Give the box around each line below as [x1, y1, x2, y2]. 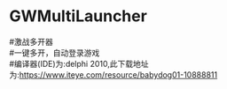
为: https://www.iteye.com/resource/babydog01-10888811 [9, 69, 218, 80]
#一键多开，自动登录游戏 [9, 47, 100, 58]
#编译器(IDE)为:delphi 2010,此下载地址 [9, 58, 149, 69]
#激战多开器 [9, 36, 53, 47]
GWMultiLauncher [9, 6, 148, 26]
